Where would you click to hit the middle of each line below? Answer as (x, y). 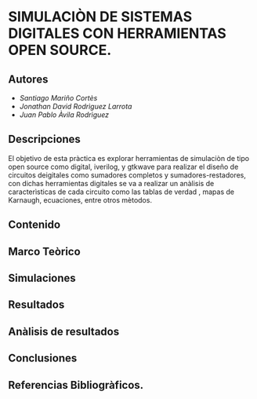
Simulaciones (42, 278)
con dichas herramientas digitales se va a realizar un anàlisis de (111, 183)
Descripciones (44, 139)
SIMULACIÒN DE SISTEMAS (100, 17)
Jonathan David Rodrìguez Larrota (76, 106)
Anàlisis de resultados (64, 331)
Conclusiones (43, 359)
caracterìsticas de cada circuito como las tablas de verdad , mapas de (121, 192)
